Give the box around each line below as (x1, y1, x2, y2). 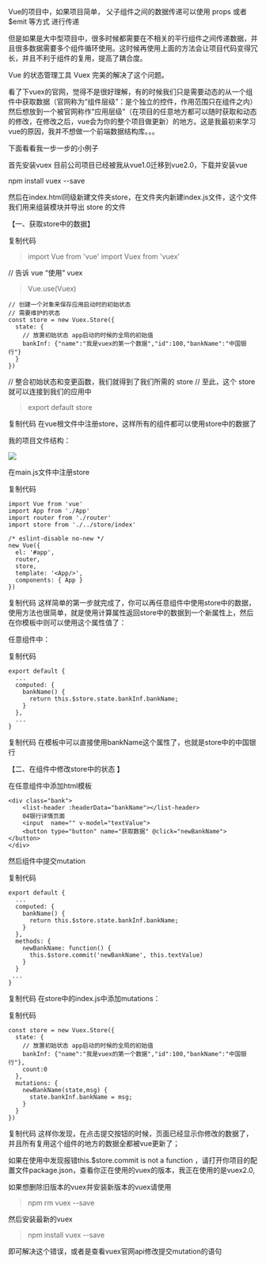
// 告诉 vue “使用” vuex (8, 268, 83, 277)
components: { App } (15, 576, 83, 584)
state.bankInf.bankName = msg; (28, 1093, 133, 1101)
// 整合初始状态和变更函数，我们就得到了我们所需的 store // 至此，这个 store (8, 377, 256, 386)
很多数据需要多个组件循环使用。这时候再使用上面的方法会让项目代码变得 (14, 44, 251, 53)
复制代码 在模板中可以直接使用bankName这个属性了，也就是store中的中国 (8, 738, 249, 746)
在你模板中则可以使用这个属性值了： (8, 618, 127, 627)
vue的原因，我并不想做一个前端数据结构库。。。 (8, 127, 160, 136)
